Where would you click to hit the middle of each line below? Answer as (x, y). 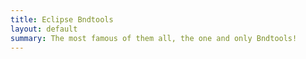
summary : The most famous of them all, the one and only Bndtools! (154, 38)
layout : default (44, 29)
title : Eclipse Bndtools (62, 19)
